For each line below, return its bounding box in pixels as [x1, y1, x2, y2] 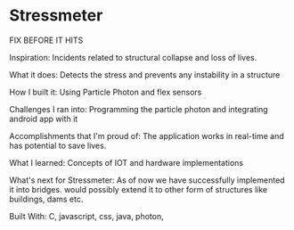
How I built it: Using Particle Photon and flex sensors [9, 86, 202, 97]
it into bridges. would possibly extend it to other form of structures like [9, 184, 268, 194]
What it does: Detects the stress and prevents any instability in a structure [9, 69, 281, 80]
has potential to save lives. [9, 140, 107, 151]
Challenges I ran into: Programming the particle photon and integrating [9, 103, 269, 114]
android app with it [9, 113, 78, 124]
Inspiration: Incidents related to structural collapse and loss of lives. [9, 52, 257, 62]
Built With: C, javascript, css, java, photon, [9, 210, 164, 221]
